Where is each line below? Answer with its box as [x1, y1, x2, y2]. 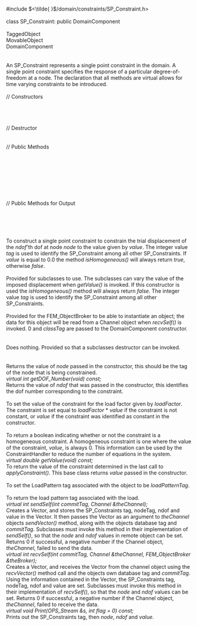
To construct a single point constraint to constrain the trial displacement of [6, 237, 187, 244]
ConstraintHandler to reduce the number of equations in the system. [6, 451, 172, 457]
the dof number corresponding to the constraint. [6, 388, 123, 395]
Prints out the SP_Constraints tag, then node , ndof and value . [6, 614, 154, 620]
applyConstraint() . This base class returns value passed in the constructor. [6, 469, 188, 476]
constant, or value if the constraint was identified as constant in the [6, 413, 169, 419]
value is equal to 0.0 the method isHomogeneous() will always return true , [6, 256, 185, 263]
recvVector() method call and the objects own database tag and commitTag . [6, 569, 191, 576]
